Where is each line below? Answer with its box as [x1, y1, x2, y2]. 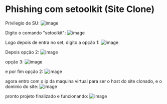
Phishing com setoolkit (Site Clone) [5, 3, 154, 15]
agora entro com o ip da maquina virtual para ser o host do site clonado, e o [5, 78, 162, 84]
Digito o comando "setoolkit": [5, 29, 66, 35]
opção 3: [5, 58, 24, 64]
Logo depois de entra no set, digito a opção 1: [5, 39, 100, 45]
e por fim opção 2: [5, 68, 44, 74]
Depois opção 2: [5, 49, 39, 55]
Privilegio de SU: [5, 20, 40, 26]
